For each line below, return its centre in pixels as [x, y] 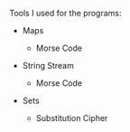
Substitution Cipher [72, 118]
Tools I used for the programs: [65, 13]
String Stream [48, 66]
